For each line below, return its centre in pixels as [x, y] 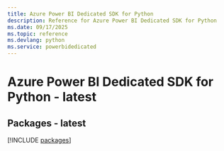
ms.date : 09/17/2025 [38, 27]
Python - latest [52, 97]
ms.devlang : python [36, 40]
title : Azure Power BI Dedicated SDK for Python [80, 14]
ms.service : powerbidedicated [52, 47]
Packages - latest [47, 123]
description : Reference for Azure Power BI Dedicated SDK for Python [112, 21]
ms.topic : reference [38, 34]
